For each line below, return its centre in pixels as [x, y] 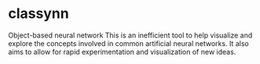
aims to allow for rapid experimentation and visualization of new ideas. [122, 52]
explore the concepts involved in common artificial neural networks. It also [128, 43]
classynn [38, 14]
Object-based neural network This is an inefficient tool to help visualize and [130, 35]
